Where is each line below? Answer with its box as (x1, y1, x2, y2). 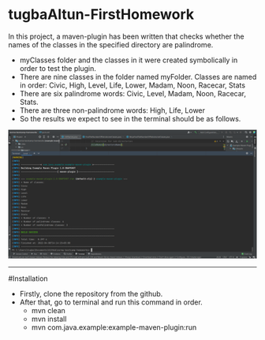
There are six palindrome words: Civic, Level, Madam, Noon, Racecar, (19, 88, 247, 98)
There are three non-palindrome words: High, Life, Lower (19, 105, 206, 115)
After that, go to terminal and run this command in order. (19, 297, 203, 307)
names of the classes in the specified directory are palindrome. (8, 39, 214, 49)
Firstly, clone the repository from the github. (19, 289, 163, 298)
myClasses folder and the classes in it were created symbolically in (19, 55, 238, 65)
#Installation (8, 274, 49, 283)
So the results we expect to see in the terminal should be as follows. (19, 114, 241, 123)
